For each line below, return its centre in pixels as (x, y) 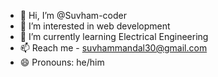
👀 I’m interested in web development (95, 26)
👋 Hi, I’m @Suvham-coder (73, 15)
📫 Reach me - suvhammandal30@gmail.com (113, 48)
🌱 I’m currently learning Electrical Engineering (114, 36)
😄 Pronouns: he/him (62, 62)
